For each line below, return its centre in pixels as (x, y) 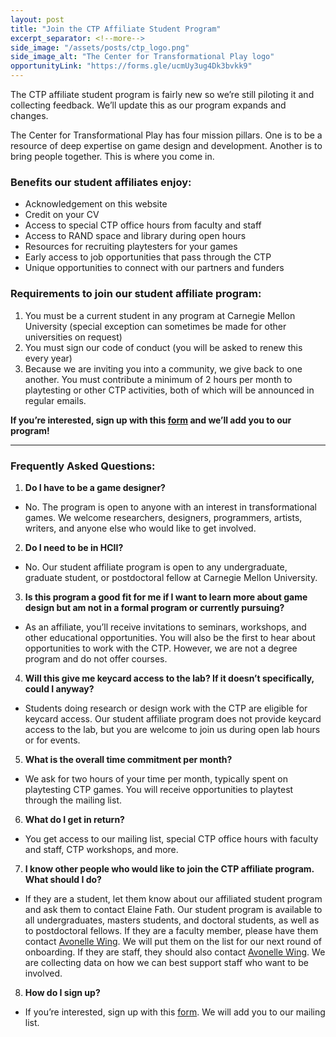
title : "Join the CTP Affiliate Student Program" (116, 29)
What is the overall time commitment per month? (128, 759)
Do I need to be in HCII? (74, 547)
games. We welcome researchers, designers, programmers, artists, (163, 517)
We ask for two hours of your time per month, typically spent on (156, 778)
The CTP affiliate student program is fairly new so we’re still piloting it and (162, 94)
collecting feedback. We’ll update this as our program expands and (148, 105)
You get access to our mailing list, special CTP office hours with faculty (171, 838)
